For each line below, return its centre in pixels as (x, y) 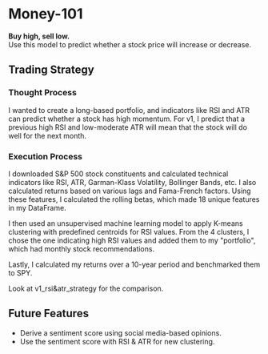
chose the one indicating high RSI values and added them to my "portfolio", (132, 240)
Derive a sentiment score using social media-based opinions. (120, 332)
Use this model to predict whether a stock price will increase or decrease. (130, 44)
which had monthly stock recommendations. (81, 248)
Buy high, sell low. (39, 36)
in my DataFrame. (37, 207)
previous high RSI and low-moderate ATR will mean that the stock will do (128, 127)
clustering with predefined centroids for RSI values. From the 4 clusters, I (129, 231)
